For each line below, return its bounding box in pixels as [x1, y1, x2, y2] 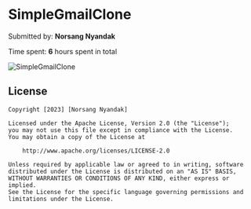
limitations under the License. [8, 195, 114, 203]
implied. [8, 181, 37, 189]
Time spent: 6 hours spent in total [8, 46, 118, 56]
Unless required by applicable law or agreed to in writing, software [8, 160, 244, 168]
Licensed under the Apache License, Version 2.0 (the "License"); [8, 119, 230, 127]
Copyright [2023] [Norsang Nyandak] [8, 105, 128, 113]
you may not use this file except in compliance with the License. [8, 126, 234, 134]
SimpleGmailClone [8, 5, 132, 24]
